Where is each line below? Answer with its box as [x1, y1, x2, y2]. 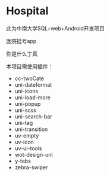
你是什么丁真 [6, 50, 37, 57]
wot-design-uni [14, 151, 53, 158]
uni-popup [14, 100, 41, 107]
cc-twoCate [14, 75, 45, 82]
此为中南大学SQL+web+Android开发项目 [6, 25, 105, 32]
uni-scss [14, 106, 37, 114]
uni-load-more [14, 94, 51, 101]
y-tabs [14, 157, 32, 164]
